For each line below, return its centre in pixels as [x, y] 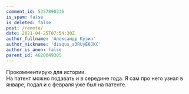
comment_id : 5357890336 [35, 11]
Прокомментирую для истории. [46, 72]
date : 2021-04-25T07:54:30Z [41, 33]
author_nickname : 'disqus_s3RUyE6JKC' [54, 45]
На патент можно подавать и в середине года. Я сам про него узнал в [95, 78]
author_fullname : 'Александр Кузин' [51, 39]
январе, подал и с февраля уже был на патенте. [66, 84]
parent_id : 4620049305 [34, 55]
